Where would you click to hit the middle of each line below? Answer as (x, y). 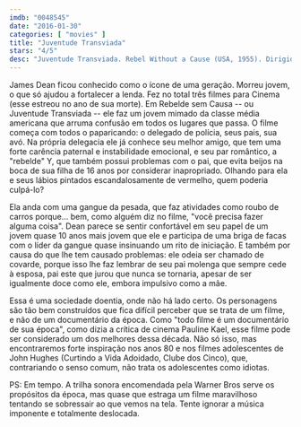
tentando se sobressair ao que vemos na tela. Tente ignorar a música (137, 404)
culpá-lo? (27, 190)
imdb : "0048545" (39, 17)
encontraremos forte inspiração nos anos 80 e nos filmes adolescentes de (146, 348)
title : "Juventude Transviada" (68, 43)
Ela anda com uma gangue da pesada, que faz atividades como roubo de (144, 207)
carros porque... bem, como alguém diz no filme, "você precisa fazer (137, 217)
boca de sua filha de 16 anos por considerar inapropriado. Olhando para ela (149, 170)
